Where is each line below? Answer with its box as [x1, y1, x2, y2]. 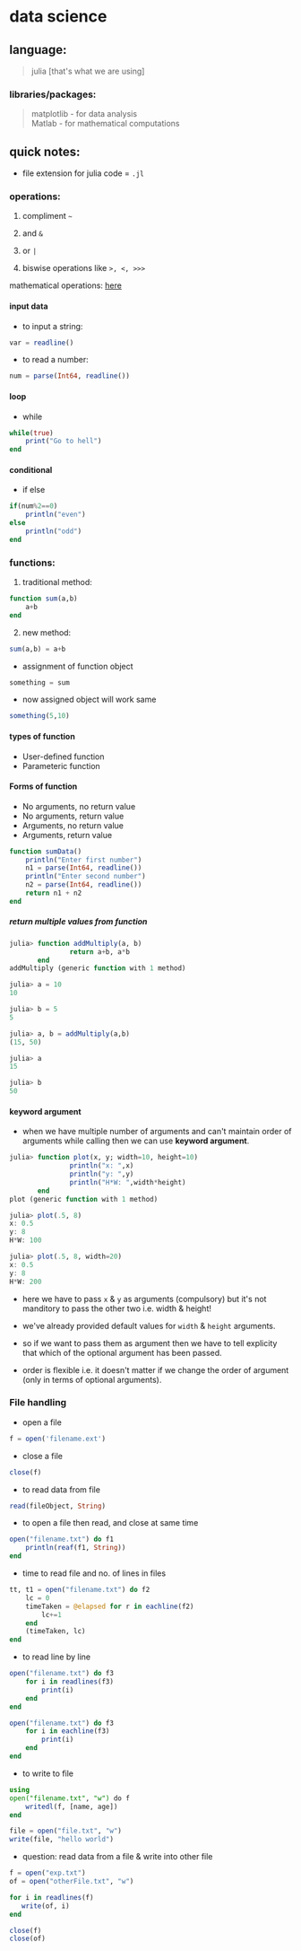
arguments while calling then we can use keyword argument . [21, 1135, 250, 1146]
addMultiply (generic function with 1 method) [9, 964, 186, 973]
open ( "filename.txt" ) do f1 [9, 1535, 115, 1544]
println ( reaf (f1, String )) [25, 1544, 126, 1553]
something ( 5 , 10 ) [9, 712, 70, 721]
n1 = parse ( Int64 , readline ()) [25, 863, 142, 872]
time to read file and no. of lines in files [21, 1568, 167, 1579]
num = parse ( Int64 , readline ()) [9, 372, 130, 381]
